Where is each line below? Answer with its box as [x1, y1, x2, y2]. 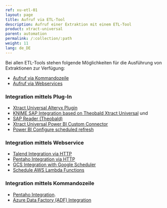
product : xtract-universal [5, 27, 63, 32]
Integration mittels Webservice [5, 139, 85, 146]
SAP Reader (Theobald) [12, 115, 63, 122]
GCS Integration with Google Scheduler [12, 161, 96, 168]
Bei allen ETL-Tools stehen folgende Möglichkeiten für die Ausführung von [5, 59, 162, 65]
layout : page [5, 12, 33, 17]
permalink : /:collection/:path [5, 36, 72, 41]
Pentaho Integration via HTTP [12, 156, 75, 163]
